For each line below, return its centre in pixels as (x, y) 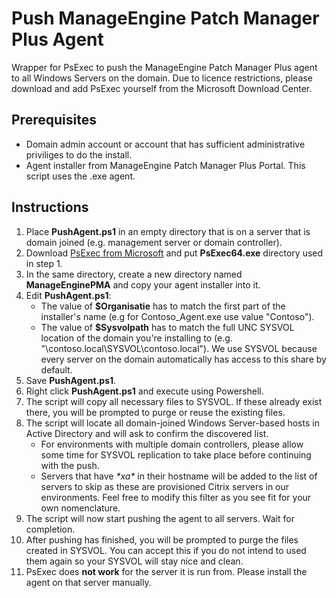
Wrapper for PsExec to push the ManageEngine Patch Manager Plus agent (164, 67)
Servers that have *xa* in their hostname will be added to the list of (179, 476)
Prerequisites (54, 120)
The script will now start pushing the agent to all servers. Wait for (160, 518)
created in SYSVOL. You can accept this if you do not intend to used (166, 550)
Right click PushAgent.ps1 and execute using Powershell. (144, 391)
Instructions (50, 207)
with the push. (70, 465)
